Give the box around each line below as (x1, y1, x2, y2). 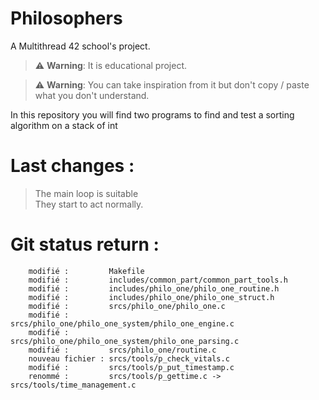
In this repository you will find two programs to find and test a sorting (10, 108, 295, 121)
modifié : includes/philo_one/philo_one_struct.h (28, 292, 275, 302)
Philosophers (10, 7, 123, 30)
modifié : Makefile (28, 266, 145, 276)
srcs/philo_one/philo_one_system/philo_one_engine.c (10, 318, 235, 329)
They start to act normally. (34, 198, 144, 210)
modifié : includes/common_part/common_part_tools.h (28, 275, 288, 285)
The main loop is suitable (34, 187, 139, 199)
